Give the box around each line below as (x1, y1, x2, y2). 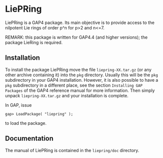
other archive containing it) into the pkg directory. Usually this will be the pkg (5, 72, 158, 78)
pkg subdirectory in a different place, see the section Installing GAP (5, 82, 143, 88)
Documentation (5, 135, 54, 143)
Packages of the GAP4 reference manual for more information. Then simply (5, 87, 155, 93)
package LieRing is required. (5, 39, 63, 45)
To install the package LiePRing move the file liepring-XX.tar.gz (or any (5, 67, 152, 72)
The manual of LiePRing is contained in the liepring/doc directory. (5, 147, 140, 153)
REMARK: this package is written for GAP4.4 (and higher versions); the (5, 34, 148, 40)
